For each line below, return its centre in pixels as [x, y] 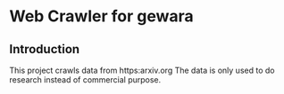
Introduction [45, 49]
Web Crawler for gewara [101, 16]
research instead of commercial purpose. [85, 80]
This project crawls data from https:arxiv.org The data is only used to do [142, 70]
